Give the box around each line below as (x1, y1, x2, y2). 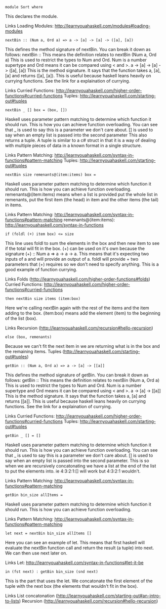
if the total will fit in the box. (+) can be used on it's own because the (5, 245, 145, 251)
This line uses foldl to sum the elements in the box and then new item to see (5, 240, 160, 246)
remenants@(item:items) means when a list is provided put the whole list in (5, 191, 158, 197)
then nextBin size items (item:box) (5, 296, 81, 301)
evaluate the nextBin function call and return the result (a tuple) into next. (5, 545, 154, 551)
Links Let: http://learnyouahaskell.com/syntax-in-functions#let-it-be (5, 560, 144, 565)
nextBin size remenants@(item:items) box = (5, 172, 96, 177)
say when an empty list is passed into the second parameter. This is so (5, 458, 149, 464)
